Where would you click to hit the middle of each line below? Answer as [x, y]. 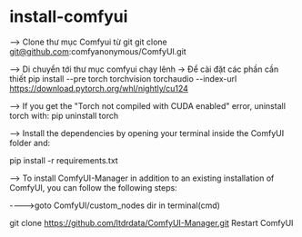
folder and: [30, 143]
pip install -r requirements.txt [64, 160]
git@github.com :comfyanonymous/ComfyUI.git [98, 51]
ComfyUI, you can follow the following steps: [93, 187]
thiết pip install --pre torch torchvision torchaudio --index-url [123, 78]
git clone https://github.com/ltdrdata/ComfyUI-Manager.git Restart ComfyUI [151, 222]
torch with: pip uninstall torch [64, 115]
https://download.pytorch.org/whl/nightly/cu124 [99, 88]
